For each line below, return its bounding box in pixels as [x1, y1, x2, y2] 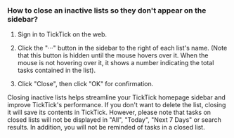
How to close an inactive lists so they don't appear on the [7, 6, 207, 15]
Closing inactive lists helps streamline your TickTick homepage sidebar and [7, 93, 226, 102]
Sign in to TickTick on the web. [17, 30, 108, 39]
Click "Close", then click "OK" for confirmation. [17, 80, 154, 88]
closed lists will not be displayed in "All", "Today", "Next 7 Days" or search [7, 116, 221, 124]
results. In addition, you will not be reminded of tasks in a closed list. [7, 123, 205, 132]
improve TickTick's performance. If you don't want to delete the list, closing [7, 101, 226, 109]
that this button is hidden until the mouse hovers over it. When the [17, 51, 209, 60]
